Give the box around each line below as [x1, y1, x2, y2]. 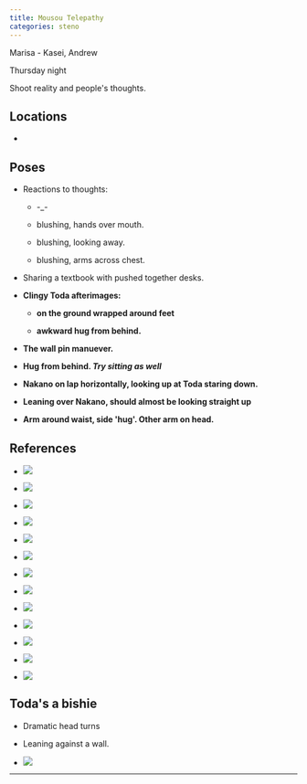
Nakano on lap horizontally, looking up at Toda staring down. [22, 378, 259, 389]
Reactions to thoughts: [22, 184, 108, 195]
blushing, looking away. [36, 237, 126, 248]
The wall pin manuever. [22, 344, 114, 355]
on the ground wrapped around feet [36, 308, 175, 319]
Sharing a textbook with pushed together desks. [22, 272, 204, 283]
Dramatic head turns [22, 720, 101, 731]
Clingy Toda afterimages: [22, 290, 122, 302]
